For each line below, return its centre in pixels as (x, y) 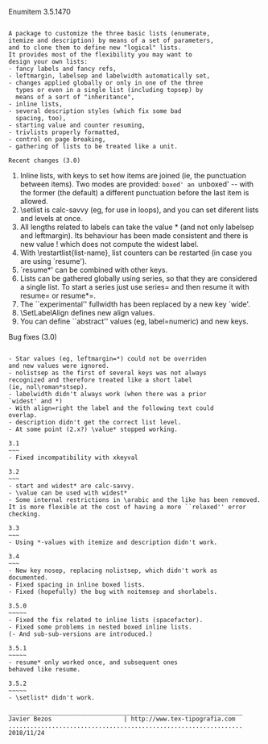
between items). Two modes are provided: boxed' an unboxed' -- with (136, 184)
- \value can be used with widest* (68, 493)
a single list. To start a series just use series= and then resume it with (134, 287)
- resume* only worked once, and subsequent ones (93, 662)
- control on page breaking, (57, 140)
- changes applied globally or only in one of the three (106, 83)
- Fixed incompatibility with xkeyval (73, 458)
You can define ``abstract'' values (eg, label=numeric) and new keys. (134, 321)
